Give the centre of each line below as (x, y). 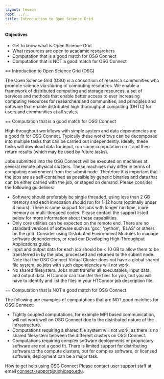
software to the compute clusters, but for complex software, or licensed (85, 351)
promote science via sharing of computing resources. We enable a (72, 85)
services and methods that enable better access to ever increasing (72, 96)
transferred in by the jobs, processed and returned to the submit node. (83, 254)
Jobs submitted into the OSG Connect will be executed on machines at (76, 161)
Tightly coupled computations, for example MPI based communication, (83, 314)
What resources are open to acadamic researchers (63, 51)
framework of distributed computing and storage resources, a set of (74, 91)
